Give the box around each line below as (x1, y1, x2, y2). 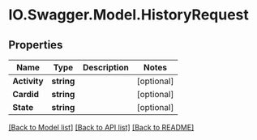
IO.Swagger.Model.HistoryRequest (8, 6, 250, 24)
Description (82, 62, 130, 73)
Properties (8, 38, 63, 52)
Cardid (12, 89, 39, 100)
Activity (12, 75, 44, 87)
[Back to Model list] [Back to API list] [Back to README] (8, 123, 195, 132)
